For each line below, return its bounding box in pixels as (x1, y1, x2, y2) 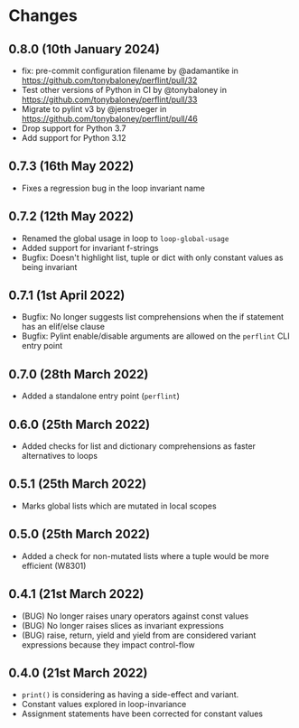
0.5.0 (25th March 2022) (8, 527, 151, 542)
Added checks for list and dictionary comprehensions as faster (21, 441, 257, 452)
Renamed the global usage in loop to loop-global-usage (21, 232, 229, 244)
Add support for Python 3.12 (21, 133, 126, 143)
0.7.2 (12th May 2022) (8, 209, 135, 224)
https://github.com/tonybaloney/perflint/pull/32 (21, 75, 198, 86)
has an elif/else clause (21, 322, 106, 332)
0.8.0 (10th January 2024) (8, 42, 160, 57)
